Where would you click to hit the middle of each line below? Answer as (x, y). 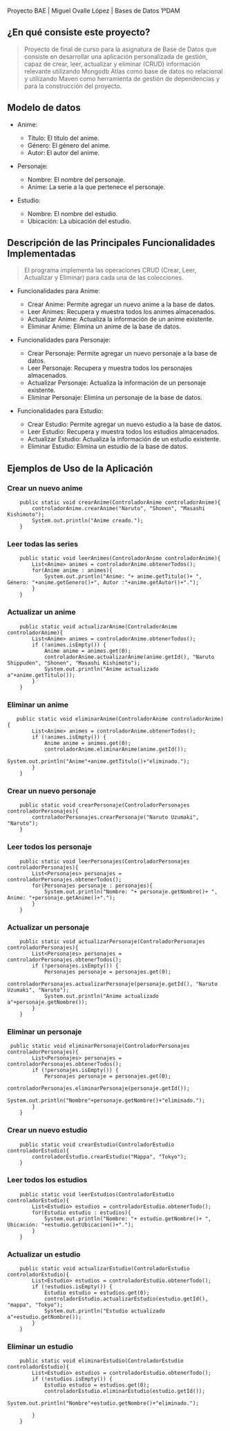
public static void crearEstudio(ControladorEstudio (97, 1144)
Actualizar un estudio (44, 1254)
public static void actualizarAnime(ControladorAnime (98, 626)
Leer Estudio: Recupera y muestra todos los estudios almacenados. (123, 432)
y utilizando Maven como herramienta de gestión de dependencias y (122, 78)
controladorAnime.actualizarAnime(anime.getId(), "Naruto (129, 657)
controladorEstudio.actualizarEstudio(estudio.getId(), (126, 1299)
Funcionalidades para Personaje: (64, 340)
